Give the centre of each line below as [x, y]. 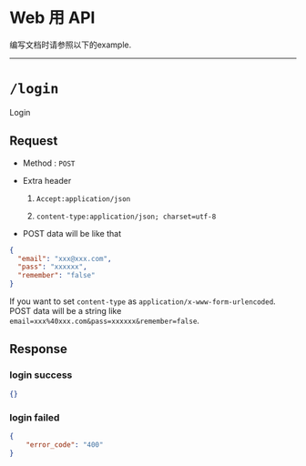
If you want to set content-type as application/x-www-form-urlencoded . [143, 301]
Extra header [47, 180]
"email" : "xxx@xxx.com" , [65, 258]
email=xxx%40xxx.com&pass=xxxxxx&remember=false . [105, 321]
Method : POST [49, 163]
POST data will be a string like [66, 311]
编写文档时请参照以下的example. [71, 45]
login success [41, 375]
